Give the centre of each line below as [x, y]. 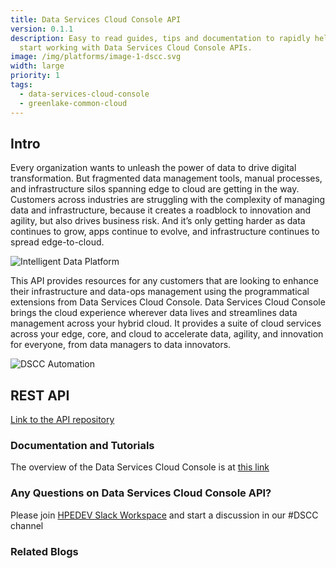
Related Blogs [44, 551]
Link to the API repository [62, 420]
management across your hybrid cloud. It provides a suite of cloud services [166, 323]
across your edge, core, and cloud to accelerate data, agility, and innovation [167, 334]
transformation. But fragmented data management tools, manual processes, [166, 178]
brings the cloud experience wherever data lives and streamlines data [154, 313]
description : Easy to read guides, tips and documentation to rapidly [160, 38]
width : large [37, 66]
